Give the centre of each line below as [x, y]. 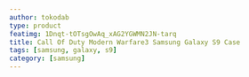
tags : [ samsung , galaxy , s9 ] [63, 50]
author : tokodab [39, 17]
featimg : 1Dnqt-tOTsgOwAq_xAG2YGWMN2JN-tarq [93, 34]
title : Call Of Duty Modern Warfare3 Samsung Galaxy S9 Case [125, 42]
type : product [36, 26]
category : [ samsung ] [48, 58]
